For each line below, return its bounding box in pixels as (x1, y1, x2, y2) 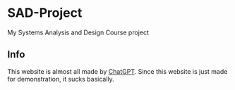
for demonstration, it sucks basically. (7, 75, 114, 83)
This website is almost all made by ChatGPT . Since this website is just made (7, 67, 228, 75)
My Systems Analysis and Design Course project (7, 28, 150, 37)
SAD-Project (7, 5, 83, 21)
